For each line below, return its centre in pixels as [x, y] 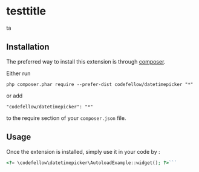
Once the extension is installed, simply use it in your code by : [83, 151]
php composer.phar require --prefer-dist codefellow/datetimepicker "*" [100, 84]
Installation [28, 47]
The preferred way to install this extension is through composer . [86, 61]
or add [15, 96]
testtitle [26, 11]
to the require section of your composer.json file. [66, 118]
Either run [18, 73]
